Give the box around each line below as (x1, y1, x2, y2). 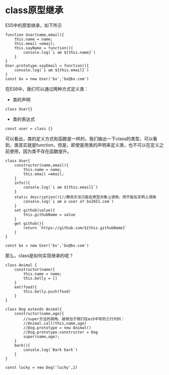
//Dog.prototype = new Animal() (23, 325, 92, 330)
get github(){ (14, 221, 44, 226)
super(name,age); (23, 334, 60, 339)
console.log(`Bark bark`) (23, 347, 78, 352)
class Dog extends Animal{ (5, 306, 62, 311)
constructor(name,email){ (14, 162, 69, 168)
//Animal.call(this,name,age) (23, 321, 87, 326)
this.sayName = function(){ (14, 45, 73, 50)
